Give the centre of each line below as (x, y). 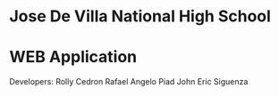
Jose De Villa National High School (140, 16)
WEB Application (73, 57)
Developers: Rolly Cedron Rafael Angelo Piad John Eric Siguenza (129, 82)
